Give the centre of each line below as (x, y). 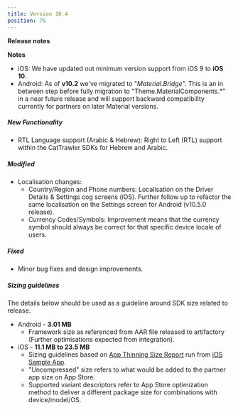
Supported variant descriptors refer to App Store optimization (118, 385)
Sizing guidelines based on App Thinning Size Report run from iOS (125, 355)
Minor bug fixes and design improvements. (80, 269)
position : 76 (27, 21)
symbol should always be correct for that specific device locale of (125, 227)
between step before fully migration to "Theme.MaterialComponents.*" (121, 91)
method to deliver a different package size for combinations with (123, 392)
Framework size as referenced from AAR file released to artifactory (126, 332)
